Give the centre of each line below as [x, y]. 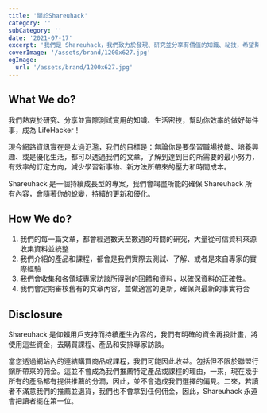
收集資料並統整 [44, 249]
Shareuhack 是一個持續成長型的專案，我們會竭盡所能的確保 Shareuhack [126, 183]
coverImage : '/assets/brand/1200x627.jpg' [79, 53]
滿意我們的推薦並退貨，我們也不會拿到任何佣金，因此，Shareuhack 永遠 [140, 392]
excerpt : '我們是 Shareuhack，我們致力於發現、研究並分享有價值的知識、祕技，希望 [132, 45]
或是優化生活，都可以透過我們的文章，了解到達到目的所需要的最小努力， [140, 157]
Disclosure [35, 314]
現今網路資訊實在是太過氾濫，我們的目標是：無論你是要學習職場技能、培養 [130, 146]
